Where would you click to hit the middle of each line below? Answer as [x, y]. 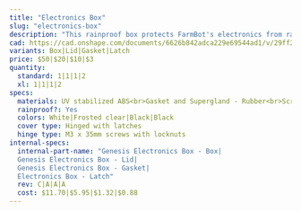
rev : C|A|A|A [42, 185]
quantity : [28, 68]
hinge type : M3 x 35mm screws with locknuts [102, 135]
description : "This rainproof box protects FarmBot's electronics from [146, 34]
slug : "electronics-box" [56, 26]
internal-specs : [39, 143]
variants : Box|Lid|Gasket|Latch [69, 51]
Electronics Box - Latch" [66, 176]
